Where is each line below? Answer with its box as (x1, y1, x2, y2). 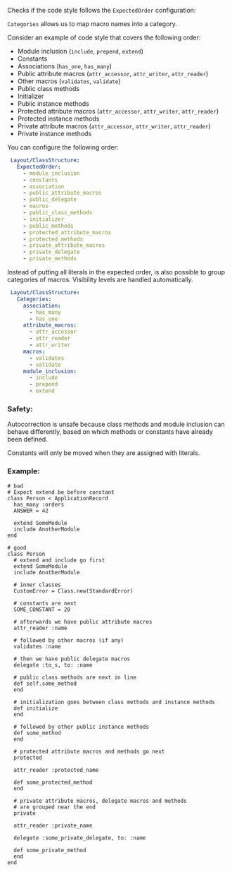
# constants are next (13, 600, 77, 607)
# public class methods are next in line (13, 674, 137, 681)
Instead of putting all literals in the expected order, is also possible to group (7, 268, 226, 276)
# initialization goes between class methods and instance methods (13, 698, 216, 706)
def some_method (13, 729, 61, 737)
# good (7, 544, 27, 551)
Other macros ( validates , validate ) (17, 77, 121, 85)
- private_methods (22, 255, 77, 262)
